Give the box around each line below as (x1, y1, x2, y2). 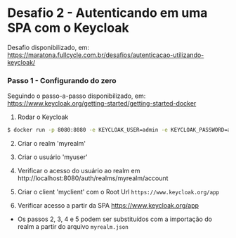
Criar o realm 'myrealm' (17, 139, 86, 148)
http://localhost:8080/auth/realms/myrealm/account (17, 174, 169, 182)
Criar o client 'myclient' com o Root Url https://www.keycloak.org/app (17, 188, 220, 196)
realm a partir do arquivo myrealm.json (17, 223, 129, 231)
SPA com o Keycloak (7, 20, 129, 36)
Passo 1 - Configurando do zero (7, 75, 117, 85)
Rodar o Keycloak (17, 113, 69, 121)
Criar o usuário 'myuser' (17, 153, 88, 161)
